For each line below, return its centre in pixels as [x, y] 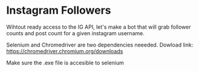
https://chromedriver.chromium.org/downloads [65, 51]
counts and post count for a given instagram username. [76, 33]
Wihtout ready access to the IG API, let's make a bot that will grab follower [99, 27]
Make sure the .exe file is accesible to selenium [65, 63]
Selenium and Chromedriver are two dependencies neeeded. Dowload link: [100, 45]
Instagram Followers [59, 10]
